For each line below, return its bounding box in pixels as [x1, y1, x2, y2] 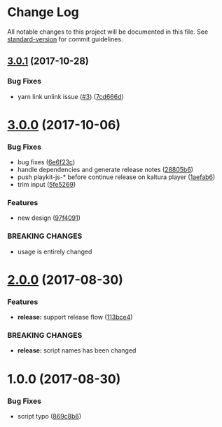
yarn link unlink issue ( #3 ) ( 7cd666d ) [17, 92, 124, 100]
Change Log [7, 4, 79, 20]
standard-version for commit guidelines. [7, 34, 123, 43]
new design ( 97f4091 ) [17, 213, 81, 222]
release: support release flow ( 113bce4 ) [17, 313, 133, 322]
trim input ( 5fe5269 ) [17, 180, 76, 189]
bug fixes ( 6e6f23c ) [17, 158, 76, 166]
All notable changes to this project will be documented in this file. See [7, 27, 209, 36]
